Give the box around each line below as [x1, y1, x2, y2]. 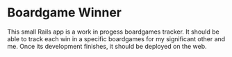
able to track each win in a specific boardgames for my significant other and [7, 34, 226, 43]
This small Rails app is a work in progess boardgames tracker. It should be [7, 27, 220, 36]
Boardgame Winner [7, 5, 122, 21]
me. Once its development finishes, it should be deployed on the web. [7, 42, 207, 50]
